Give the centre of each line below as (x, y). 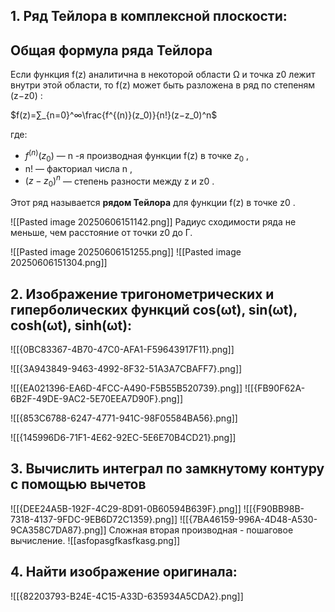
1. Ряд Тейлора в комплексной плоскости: (149, 16)
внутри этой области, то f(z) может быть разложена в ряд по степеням (163, 85)
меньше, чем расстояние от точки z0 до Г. (101, 233)
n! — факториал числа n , (78, 168)
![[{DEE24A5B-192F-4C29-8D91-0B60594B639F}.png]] (126, 508)
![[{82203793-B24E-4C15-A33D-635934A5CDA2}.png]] (127, 596)
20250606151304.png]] (59, 263)
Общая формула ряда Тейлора (111, 50)
